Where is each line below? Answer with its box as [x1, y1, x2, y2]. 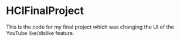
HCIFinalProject [6, 4, 84, 17]
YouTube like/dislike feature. [6, 29, 74, 36]
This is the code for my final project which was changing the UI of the [6, 23, 174, 30]
